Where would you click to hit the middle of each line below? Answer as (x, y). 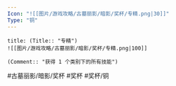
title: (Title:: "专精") (42, 41)
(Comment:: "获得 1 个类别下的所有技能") (63, 62)
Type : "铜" (23, 20)
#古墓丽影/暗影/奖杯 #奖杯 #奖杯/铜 (58, 76)
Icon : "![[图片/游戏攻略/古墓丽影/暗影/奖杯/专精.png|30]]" (88, 14)
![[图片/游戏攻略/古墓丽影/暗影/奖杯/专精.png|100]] (77, 48)
